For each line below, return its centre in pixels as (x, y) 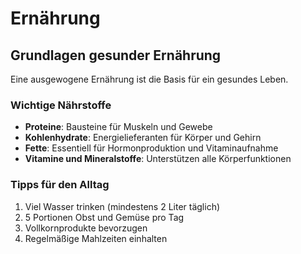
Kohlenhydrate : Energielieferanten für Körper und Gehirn (143, 138)
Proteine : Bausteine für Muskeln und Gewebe (118, 127)
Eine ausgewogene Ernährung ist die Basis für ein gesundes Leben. (149, 79)
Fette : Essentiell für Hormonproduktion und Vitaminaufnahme (151, 148)
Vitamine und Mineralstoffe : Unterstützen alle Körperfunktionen (158, 159)
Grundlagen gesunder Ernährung (116, 55)
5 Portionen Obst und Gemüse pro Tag (104, 217)
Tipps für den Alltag (60, 185)
